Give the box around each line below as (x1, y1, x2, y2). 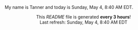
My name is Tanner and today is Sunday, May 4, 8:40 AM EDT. (4, 4, 133, 10)
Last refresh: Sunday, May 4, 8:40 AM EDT (39, 19, 128, 25)
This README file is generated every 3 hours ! (36, 14, 131, 19)
